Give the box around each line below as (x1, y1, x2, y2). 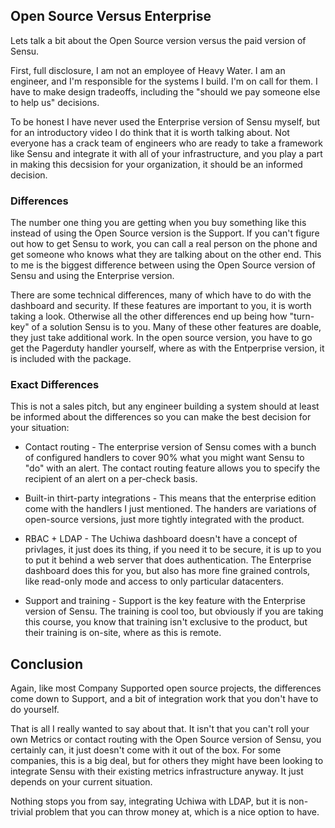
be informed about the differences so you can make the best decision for (10, 411, 312, 423)
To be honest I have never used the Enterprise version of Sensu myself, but (10, 115, 320, 128)
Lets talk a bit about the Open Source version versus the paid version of (10, 34, 307, 46)
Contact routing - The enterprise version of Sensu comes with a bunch (24, 441, 317, 453)
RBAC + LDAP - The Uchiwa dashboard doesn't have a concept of (24, 533, 298, 545)
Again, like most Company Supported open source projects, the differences (10, 682, 322, 694)
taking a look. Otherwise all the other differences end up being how (10, 310, 288, 323)
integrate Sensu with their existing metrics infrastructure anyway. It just (10, 765, 304, 778)
